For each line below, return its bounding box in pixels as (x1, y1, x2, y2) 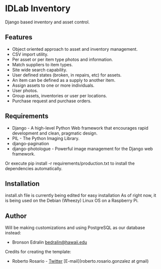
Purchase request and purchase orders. (12, 98, 92, 104)
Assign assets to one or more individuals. (12, 82, 95, 88)
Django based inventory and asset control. (5, 19, 90, 25)
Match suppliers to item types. (12, 61, 73, 67)
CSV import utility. (12, 51, 48, 57)
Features (5, 33, 32, 41)
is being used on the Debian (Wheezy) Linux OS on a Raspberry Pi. (5, 198, 139, 204)
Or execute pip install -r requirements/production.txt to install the (5, 160, 135, 166)
